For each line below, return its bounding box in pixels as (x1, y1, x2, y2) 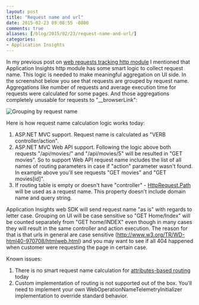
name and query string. (14, 194, 72, 201)
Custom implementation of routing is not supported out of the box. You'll (14, 279, 192, 287)
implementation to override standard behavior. (14, 292, 128, 299)
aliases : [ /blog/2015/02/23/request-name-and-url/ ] (6, 31, 137, 37)
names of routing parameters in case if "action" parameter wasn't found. (14, 162, 193, 170)
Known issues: (6, 255, 42, 262)
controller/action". (14, 137, 59, 144)
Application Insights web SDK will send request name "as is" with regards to (6, 206, 192, 213)
